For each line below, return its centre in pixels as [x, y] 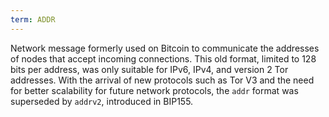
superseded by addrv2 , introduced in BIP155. [102, 101]
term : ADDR [33, 19]
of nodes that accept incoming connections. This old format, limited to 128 [163, 58]
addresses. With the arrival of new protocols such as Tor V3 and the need [162, 80]
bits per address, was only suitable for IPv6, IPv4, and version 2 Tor [149, 69]
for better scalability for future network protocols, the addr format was [154, 90]
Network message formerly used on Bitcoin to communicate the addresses [165, 48]
